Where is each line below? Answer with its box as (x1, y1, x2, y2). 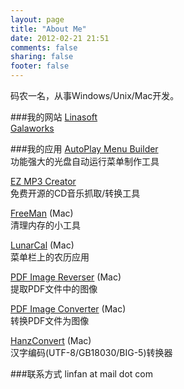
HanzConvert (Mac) (10, 335, 92, 346)
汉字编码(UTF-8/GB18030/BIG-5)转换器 (10, 347, 173, 358)
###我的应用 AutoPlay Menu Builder (10, 143, 159, 155)
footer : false (10, 61, 70, 71)
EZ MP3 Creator (10, 176, 77, 187)
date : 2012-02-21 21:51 (10, 33, 110, 43)
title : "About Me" (10, 24, 87, 34)
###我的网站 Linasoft (10, 111, 98, 123)
